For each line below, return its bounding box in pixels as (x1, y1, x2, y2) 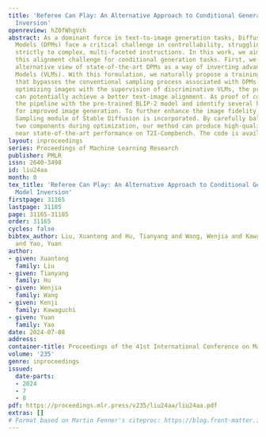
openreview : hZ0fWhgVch (8, 26, 87, 34)
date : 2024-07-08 (8, 328, 66, 336)
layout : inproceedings (8, 136, 83, 145)
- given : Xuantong (8, 254, 69, 262)
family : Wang (15, 291, 59, 299)
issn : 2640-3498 (8, 159, 62, 167)
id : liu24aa (8, 166, 47, 174)
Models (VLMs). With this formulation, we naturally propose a (15, 70, 228, 78)
